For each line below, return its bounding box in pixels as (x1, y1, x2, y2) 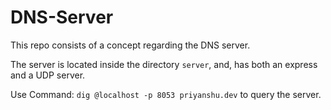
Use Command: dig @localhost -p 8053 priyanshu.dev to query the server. (10, 88, 322, 100)
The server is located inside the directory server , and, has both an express (10, 58, 318, 70)
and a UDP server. (10, 69, 86, 81)
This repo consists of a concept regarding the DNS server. (10, 39, 251, 51)
